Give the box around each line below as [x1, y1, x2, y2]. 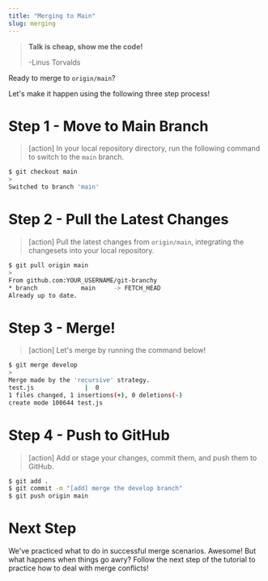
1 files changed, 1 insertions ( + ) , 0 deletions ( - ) [8, 391, 183, 399]
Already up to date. [8, 291, 79, 299]
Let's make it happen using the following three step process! [8, 88, 211, 98]
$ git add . [8, 477, 49, 486]
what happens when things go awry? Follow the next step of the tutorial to [8, 555, 256, 565]
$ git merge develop [8, 361, 79, 369]
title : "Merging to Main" [8, 11, 96, 20]
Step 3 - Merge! [8, 319, 116, 337]
